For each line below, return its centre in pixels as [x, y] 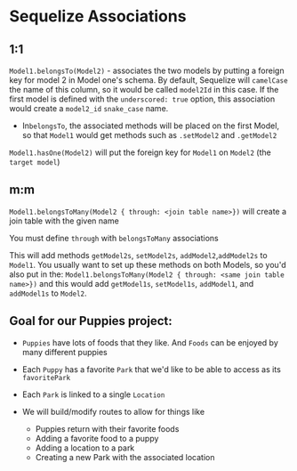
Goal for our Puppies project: [91, 321]
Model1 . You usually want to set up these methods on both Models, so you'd [148, 264]
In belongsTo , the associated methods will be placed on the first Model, [151, 126]
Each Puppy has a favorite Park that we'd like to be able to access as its [152, 369]
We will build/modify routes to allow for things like [113, 411]
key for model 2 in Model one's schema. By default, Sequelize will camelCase [148, 80]
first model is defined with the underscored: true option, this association [142, 99]
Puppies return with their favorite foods [107, 428]
